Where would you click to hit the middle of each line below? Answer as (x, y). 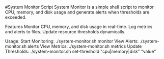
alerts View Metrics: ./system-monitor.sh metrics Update (85, 46)
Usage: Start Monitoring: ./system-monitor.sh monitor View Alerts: (72, 41)
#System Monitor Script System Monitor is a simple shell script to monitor (79, 7)
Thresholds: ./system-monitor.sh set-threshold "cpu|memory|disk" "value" (81, 51)
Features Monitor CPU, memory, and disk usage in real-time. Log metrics (79, 27)
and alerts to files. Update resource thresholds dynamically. (65, 32)
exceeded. (16, 17)
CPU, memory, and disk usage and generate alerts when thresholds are (77, 12)
